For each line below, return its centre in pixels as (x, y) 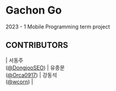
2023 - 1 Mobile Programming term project (58, 27)
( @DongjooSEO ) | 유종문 (35, 67)
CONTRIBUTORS (37, 45)
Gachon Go (34, 10)
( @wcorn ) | (19, 82)
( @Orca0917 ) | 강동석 (31, 75)
